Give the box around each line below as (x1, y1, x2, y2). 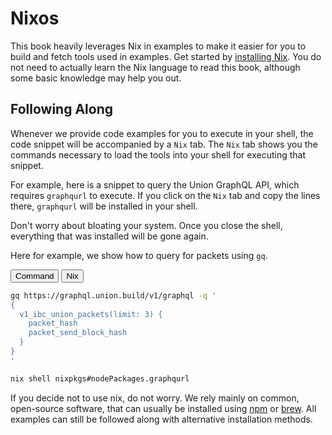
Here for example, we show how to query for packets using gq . (10, 249, 268, 261)
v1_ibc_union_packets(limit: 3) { (19, 309, 163, 319)
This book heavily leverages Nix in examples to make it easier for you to (10, 40, 307, 52)
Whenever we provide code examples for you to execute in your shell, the (10, 127, 314, 139)
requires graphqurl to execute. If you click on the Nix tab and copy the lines (10, 189, 321, 201)
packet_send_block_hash (28, 328, 128, 338)
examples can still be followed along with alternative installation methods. (10, 413, 313, 425)
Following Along (10, 101, 114, 118)
